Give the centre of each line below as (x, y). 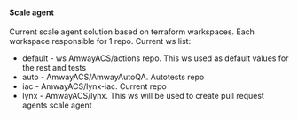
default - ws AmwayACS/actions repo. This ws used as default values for (155, 58)
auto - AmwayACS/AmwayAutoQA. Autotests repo (113, 77)
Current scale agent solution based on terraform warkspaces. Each (132, 32)
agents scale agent (57, 105)
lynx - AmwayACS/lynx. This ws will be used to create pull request (143, 96)
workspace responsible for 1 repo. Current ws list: (100, 41)
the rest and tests (54, 68)
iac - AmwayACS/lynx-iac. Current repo (94, 86)
